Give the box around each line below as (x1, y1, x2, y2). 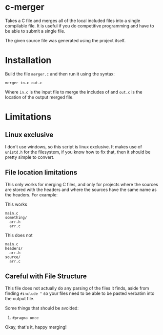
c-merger (5, 1, 45, 13)
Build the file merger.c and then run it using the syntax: (5, 71, 115, 77)
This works (5, 201, 28, 207)
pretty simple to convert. (5, 154, 55, 160)
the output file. (5, 295, 35, 301)
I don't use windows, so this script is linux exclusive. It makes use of (5, 144, 143, 149)
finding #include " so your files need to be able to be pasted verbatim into (5, 290, 155, 296)
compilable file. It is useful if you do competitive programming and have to (5, 23, 155, 28)
